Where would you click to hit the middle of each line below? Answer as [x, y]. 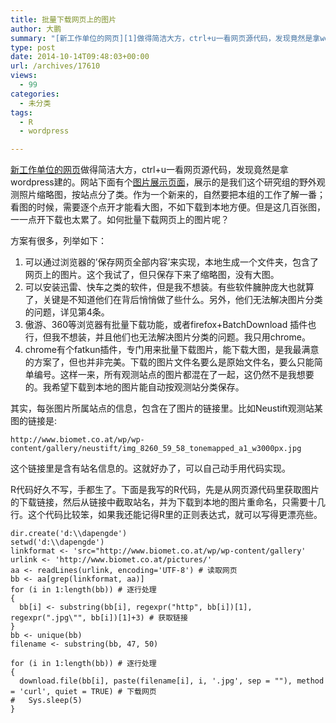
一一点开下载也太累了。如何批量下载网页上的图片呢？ [120, 220]
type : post [33, 47]
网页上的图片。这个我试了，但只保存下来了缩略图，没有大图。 [152, 275]
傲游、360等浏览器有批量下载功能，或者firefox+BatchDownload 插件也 [170, 325]
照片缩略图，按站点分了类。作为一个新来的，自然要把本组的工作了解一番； [172, 195]
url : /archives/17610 [55, 66]
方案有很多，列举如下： [58, 241]
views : [24, 76]
